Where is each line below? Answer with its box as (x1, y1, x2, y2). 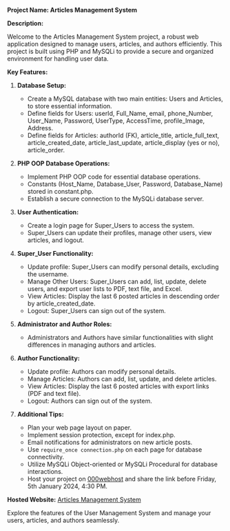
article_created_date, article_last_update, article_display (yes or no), (27, 139, 220, 147)
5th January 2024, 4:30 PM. (27, 482, 108, 490)
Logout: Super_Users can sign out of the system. (27, 307, 167, 314)
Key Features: (7, 68, 48, 76)
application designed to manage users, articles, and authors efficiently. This (7, 40, 222, 48)
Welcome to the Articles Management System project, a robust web (7, 32, 199, 41)
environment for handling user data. (7, 54, 109, 63)
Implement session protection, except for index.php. (27, 431, 176, 439)
